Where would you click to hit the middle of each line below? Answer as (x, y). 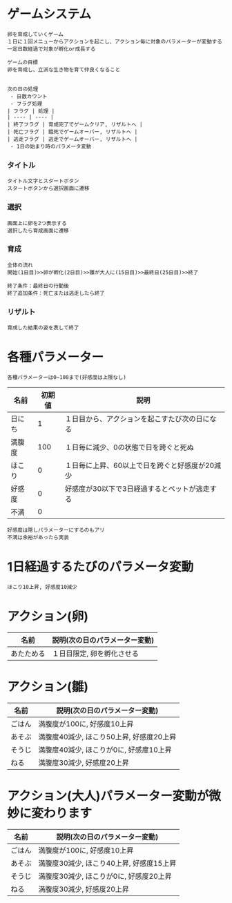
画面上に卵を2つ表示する (37, 223)
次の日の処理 (23, 89)
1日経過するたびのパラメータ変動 (100, 567)
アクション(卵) (48, 617)
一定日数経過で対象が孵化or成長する (51, 49)
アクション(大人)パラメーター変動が (108, 796)
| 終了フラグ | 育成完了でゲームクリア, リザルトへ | (75, 124)
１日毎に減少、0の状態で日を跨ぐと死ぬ (129, 447)
